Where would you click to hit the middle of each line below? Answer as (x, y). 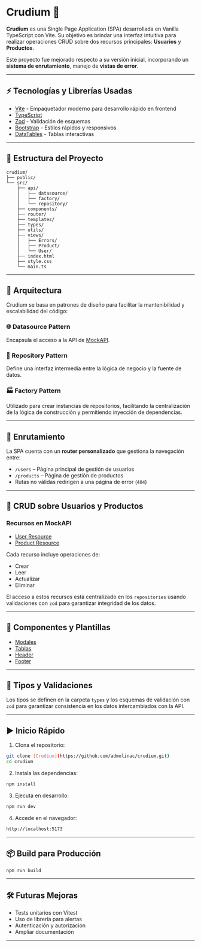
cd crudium (20, 762)
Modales (26, 642)
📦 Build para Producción (54, 854)
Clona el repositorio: (40, 745)
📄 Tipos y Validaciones (49, 685)
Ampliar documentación (44, 932)
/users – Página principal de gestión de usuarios (74, 469)
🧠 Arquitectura (34, 290)
